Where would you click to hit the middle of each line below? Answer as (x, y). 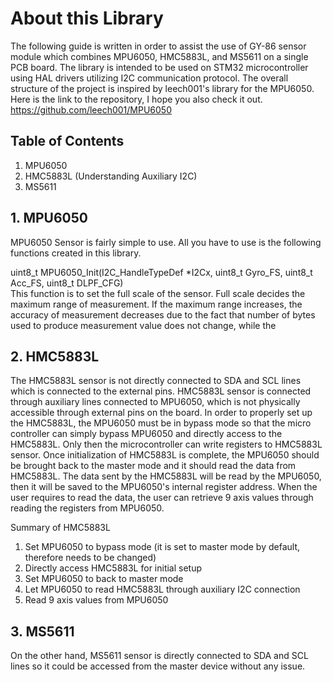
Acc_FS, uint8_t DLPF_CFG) (67, 283)
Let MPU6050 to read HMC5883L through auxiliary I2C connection (162, 589)
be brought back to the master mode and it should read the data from (153, 466)
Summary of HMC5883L (60, 528)
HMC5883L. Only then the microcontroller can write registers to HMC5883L (166, 444)
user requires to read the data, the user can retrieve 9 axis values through (162, 498)
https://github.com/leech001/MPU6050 (91, 109)
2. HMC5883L (55, 356)
